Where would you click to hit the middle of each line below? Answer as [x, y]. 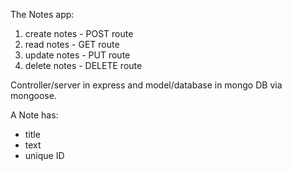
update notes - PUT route [77, 55]
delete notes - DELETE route [83, 65]
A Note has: [34, 115]
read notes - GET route [72, 44]
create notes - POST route [79, 33]
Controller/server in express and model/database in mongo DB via [146, 85]
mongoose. [33, 95]
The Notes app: [42, 14]
